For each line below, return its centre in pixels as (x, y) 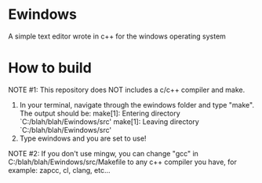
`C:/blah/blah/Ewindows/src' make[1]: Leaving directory (109, 121)
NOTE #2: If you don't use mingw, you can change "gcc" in (103, 153)
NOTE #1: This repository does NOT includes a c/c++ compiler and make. (127, 90)
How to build (50, 68)
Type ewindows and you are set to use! (83, 138)
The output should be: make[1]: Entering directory (100, 113)
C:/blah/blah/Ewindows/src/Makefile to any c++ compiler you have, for (122, 162)
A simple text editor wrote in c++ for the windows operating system (117, 36)
